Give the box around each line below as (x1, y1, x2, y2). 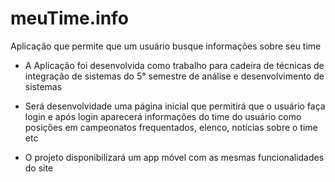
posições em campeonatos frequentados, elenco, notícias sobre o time (24, 121, 318, 133)
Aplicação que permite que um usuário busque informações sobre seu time (10, 40, 322, 52)
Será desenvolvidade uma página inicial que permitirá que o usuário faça (24, 100, 326, 112)
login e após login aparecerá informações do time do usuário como (24, 110, 302, 122)
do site (24, 162, 54, 174)
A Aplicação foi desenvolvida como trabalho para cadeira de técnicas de (24, 59, 325, 71)
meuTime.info (10, 7, 129, 30)
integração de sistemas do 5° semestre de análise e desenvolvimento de (24, 70, 325, 82)
